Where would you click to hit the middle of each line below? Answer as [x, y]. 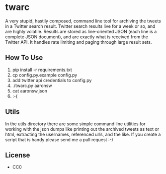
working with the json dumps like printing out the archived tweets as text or [82, 129]
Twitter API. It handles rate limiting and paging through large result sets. [79, 42]
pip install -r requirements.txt [42, 70]
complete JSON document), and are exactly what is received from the [77, 37]
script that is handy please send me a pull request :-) [59, 139]
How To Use [24, 58]
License [18, 155]
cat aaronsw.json [30, 90]
